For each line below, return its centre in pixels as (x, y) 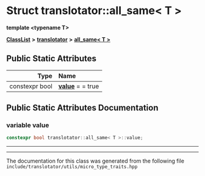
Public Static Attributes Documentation (82, 108)
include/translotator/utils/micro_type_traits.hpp (72, 167)
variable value (28, 125)
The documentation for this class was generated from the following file (95, 161)
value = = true (79, 86)
